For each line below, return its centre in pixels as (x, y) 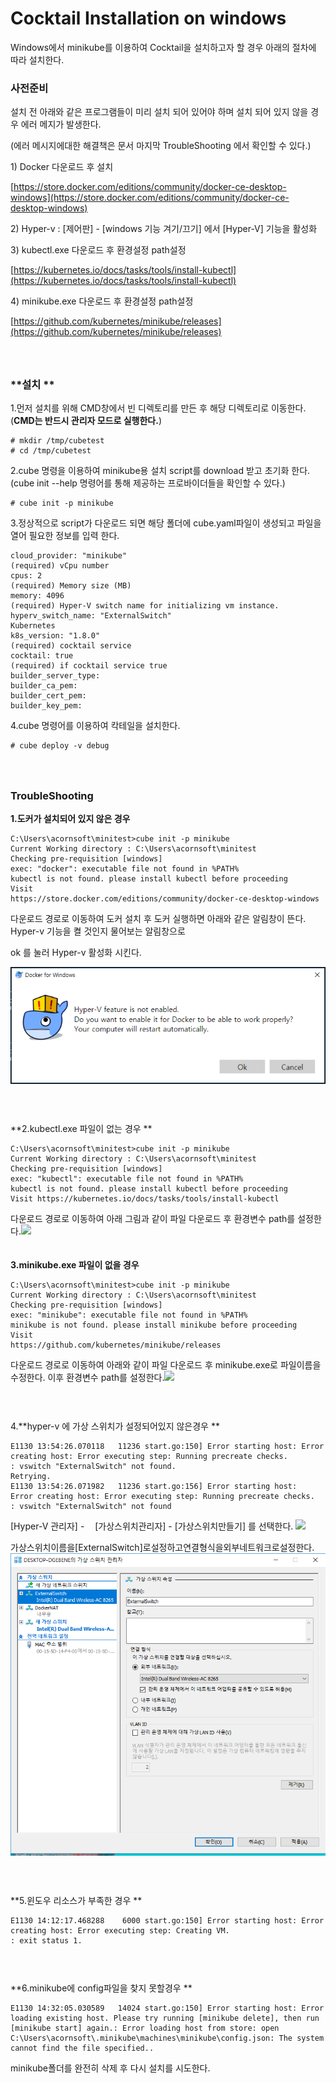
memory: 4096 (37, 596)
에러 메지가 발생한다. (61, 124)
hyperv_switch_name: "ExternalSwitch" (91, 616)
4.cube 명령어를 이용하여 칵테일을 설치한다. (95, 726)
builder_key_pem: (46, 706)
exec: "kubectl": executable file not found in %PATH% (127, 1179)
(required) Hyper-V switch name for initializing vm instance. (145, 606)
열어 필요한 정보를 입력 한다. (65, 536)
